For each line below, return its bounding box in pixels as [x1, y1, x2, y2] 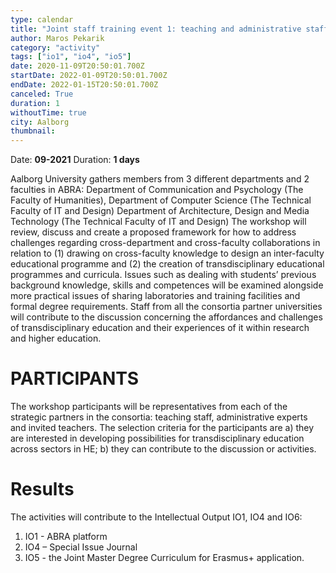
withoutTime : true [10, 107, 87, 118]
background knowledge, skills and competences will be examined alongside [10, 279, 324, 291]
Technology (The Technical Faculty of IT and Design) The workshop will [10, 216, 307, 228]
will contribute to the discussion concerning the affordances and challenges [10, 311, 323, 323]
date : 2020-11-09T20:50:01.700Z [10, 61, 145, 71]
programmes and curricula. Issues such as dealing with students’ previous [10, 269, 317, 281]
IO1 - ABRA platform [24, 531, 108, 542]
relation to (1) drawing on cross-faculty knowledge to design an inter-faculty [10, 247, 325, 260]
